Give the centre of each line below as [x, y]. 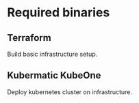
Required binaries [59, 13]
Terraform [29, 38]
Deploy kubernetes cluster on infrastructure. [69, 92]
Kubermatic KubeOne [54, 75]
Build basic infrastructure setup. [52, 54]
